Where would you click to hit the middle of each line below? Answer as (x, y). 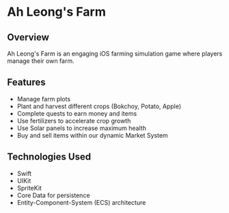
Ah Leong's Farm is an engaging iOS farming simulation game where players (115, 53)
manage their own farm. (41, 61)
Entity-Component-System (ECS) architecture (81, 202)
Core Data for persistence (53, 195)
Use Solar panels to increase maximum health (82, 128)
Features (26, 83)
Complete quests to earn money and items (77, 113)
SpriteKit (29, 188)
